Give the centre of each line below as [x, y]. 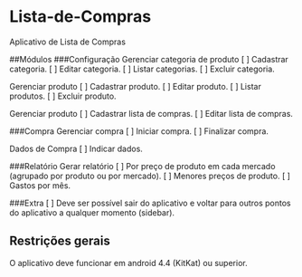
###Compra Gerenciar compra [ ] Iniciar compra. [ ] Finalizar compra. [139, 131]
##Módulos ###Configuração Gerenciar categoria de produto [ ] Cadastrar [149, 59]
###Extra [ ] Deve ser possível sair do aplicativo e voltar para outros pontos [150, 203]
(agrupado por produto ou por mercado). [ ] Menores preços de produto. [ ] [150, 176]
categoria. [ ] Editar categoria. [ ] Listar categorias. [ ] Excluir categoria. [142, 69]
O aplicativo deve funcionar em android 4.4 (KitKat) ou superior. [128, 263]
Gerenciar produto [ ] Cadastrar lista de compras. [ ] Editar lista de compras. [151, 113]
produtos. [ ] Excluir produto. [63, 96]
